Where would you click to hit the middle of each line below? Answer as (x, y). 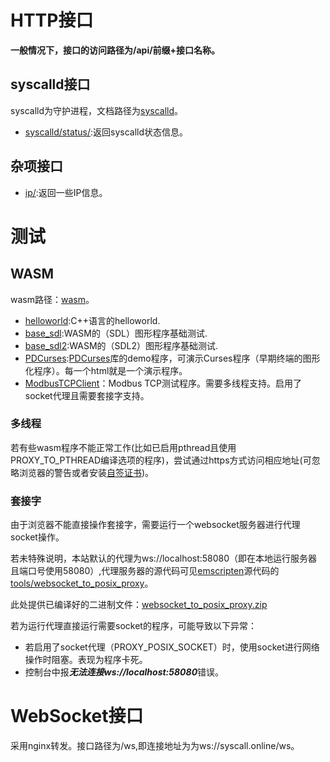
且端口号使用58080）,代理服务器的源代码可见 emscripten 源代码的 (145, 571)
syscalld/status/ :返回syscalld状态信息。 (106, 132)
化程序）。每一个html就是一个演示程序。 (106, 370)
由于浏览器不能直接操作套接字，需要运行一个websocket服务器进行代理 (155, 525)
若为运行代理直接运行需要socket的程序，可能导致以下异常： (133, 626)
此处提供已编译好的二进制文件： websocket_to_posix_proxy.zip (139, 605)
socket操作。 (37, 537)
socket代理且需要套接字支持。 (87, 395)
